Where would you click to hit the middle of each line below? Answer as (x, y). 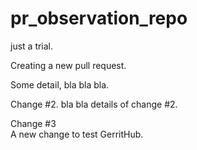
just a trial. (32, 46)
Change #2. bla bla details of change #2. (94, 104)
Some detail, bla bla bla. (60, 84)
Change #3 (33, 123)
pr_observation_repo (99, 18)
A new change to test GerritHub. (77, 134)
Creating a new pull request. (68, 65)
